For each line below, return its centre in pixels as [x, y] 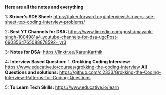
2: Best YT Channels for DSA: [36, 32]
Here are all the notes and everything [44, 7]
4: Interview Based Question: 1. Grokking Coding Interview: [68, 61]
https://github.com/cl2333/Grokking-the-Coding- [110, 72]
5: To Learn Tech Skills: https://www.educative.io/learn [62, 87]
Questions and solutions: [32, 72]
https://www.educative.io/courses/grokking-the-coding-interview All [76, 67]
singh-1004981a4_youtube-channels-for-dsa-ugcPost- [62, 37]
